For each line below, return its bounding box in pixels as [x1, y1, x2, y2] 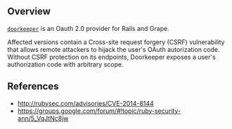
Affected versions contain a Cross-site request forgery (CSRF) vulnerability [7, 38, 225, 46]
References [7, 81, 59, 93]
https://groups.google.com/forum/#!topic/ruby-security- [17, 107, 181, 115]
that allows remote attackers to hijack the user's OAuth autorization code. [7, 45, 220, 53]
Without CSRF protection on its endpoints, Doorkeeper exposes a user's [7, 53, 216, 61]
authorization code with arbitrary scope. [7, 60, 124, 69]
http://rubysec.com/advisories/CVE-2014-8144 [17, 99, 155, 107]
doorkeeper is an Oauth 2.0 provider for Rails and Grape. [7, 24, 170, 32]
